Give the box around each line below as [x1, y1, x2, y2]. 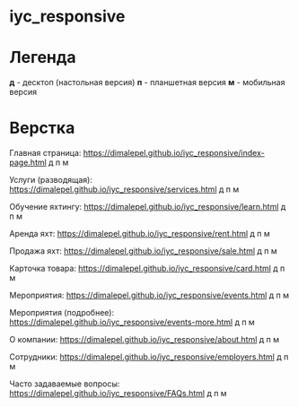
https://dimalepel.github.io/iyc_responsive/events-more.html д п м [9, 316, 256, 328]
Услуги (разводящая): [9, 175, 92, 186]
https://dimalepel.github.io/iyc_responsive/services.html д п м [9, 184, 240, 195]
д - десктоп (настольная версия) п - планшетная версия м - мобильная [9, 77, 285, 88]
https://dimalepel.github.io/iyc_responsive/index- [83, 148, 265, 159]
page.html [9, 157, 47, 168]
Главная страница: [9, 148, 82, 159]
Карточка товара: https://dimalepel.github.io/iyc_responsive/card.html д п [9, 263, 285, 274]
